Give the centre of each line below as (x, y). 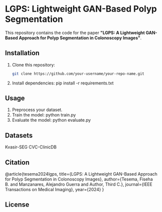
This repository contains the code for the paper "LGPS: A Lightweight (75, 33)
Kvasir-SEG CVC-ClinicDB (31, 147)
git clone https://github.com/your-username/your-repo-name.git (78, 74)
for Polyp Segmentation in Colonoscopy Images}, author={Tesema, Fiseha (79, 179)
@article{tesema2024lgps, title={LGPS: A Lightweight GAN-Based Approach (81, 174)
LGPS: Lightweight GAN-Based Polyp (81, 9)
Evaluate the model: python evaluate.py (51, 120)
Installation (22, 53)
